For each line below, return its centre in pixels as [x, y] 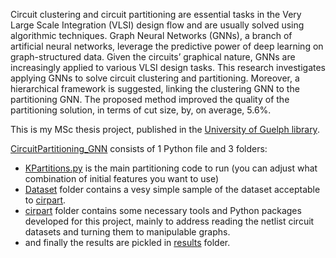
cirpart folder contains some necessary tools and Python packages [163, 210]
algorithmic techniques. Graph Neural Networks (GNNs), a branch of [151, 35]
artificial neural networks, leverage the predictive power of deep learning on [167, 46]
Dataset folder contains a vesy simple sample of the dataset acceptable [172, 189]
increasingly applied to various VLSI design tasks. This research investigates [168, 67]
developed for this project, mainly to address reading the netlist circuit [169, 221]
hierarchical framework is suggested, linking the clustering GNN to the [155, 88]
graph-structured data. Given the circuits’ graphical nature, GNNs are [153, 57]
